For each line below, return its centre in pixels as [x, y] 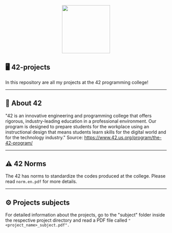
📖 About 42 [24, 103]
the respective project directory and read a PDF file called [66, 220]
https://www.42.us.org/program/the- [123, 137]
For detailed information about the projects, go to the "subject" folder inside [85, 215]
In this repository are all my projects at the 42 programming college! [77, 82]
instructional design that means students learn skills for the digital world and [86, 132]
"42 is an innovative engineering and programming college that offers [79, 115]
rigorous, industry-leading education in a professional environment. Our [81, 121]
